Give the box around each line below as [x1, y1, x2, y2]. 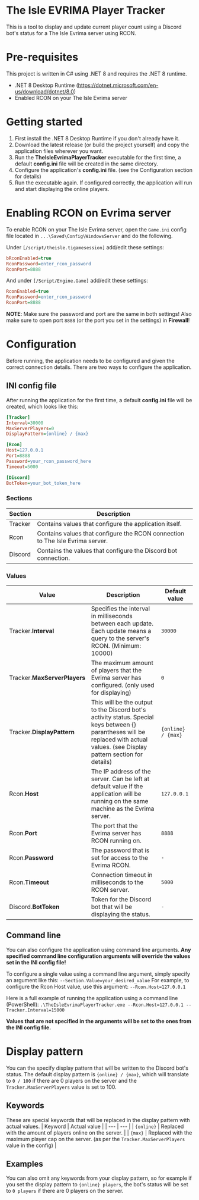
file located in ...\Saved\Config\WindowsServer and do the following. [6, 232, 173, 239]
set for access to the [91, 853, 149, 861]
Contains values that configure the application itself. [37, 519, 182, 528]
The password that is [91, 846, 150, 854]
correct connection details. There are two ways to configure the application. [6, 364, 192, 371]
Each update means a [91, 626, 152, 635]
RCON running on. [91, 836, 142, 845]
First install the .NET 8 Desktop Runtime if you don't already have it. [14, 134, 180, 142]
